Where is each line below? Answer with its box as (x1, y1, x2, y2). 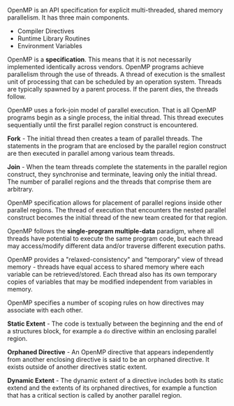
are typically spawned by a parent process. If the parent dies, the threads (7, 85, 219, 93)
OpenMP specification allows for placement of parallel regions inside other (7, 198, 222, 207)
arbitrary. (7, 185, 34, 193)
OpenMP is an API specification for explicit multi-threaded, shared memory (7, 6, 224, 14)
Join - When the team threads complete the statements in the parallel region (7, 163, 228, 171)
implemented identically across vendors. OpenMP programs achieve (7, 63, 204, 71)
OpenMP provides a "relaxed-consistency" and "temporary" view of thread (7, 255, 224, 263)
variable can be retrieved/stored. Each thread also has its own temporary (7, 270, 217, 278)
